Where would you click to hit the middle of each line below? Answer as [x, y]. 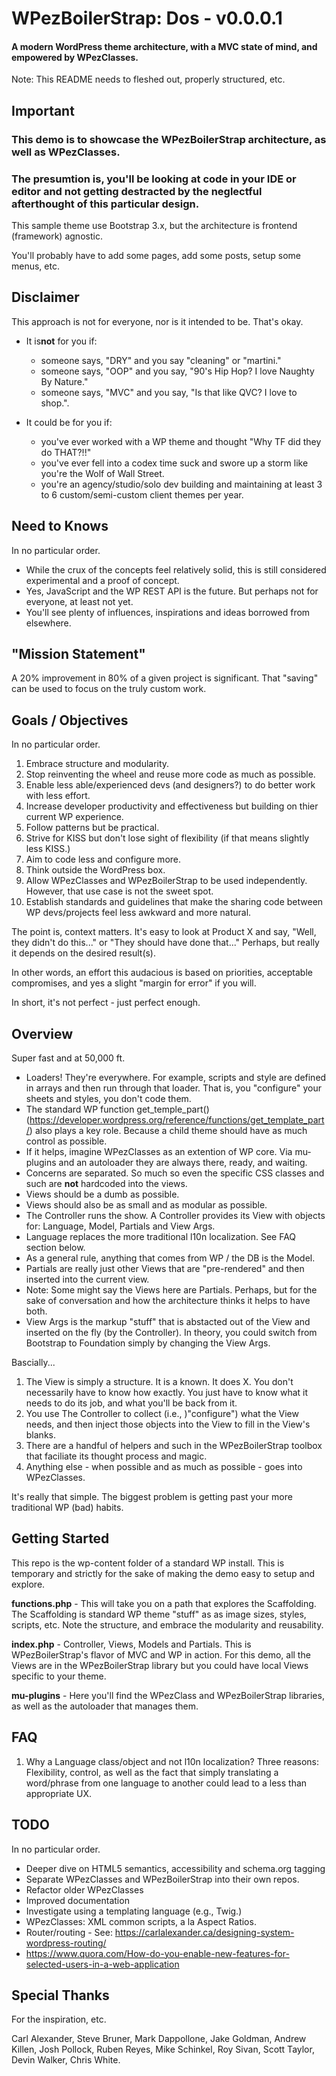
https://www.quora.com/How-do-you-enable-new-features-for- [157, 1953]
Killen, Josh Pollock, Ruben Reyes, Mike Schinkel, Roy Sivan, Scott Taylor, [163, 2049]
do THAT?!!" [66, 452]
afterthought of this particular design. [105, 204]
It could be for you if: [69, 422]
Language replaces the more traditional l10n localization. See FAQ [161, 1237]
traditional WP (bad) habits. [67, 1508]
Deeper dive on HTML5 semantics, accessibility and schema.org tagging [175, 1868]
